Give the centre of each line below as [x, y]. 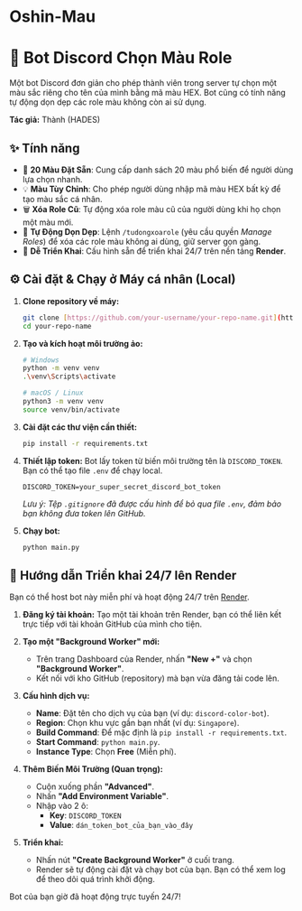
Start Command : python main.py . [98, 742]
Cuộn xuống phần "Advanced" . [95, 786]
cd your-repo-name [57, 326]
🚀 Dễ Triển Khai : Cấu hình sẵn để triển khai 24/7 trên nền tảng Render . [154, 251]
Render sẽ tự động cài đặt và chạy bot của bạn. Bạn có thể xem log [160, 869]
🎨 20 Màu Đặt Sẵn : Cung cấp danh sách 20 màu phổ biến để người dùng [158, 170]
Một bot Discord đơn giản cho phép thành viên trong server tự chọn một [143, 83]
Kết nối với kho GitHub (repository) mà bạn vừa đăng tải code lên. [157, 678]
